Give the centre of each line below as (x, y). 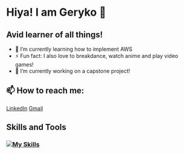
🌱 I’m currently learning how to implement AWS (74, 49)
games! (24, 65)
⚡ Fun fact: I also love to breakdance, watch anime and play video (97, 56)
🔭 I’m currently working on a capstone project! (73, 71)
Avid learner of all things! (55, 35)
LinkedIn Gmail (25, 108)
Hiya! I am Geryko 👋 (56, 12)
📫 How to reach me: (45, 91)
